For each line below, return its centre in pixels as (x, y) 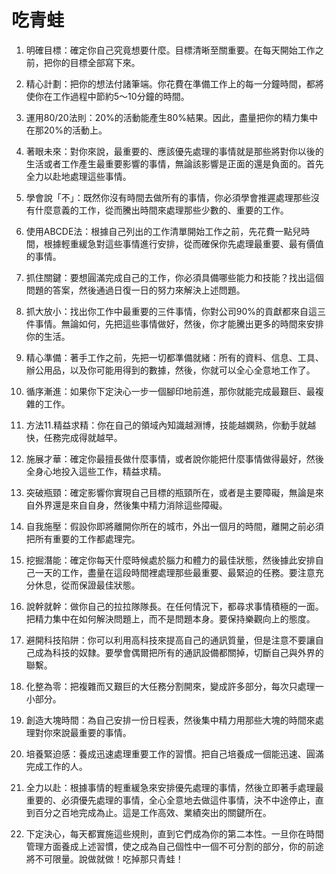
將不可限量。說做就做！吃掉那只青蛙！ (104, 858)
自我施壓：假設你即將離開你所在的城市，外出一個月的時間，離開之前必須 (174, 526)
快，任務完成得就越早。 (74, 437)
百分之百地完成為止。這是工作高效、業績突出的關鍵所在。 (153, 812)
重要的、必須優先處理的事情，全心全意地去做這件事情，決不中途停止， (170, 800)
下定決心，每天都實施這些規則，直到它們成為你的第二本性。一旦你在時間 (174, 833)
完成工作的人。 (56, 766)
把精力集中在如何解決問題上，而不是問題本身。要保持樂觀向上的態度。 (170, 618)
